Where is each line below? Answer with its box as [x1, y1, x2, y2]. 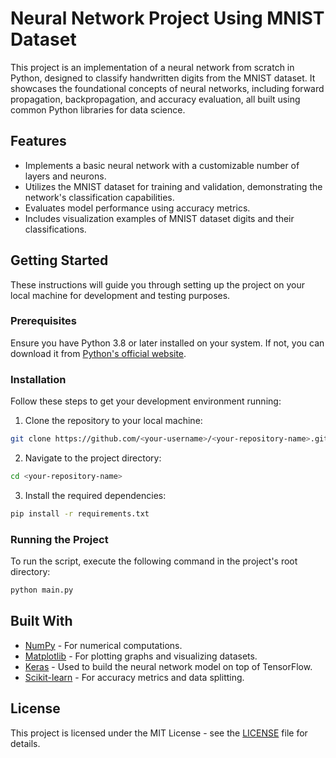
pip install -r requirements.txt [10, 508, 150, 519]
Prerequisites [10, 314, 77, 328]
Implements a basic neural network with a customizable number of [24, 159, 300, 171]
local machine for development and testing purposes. [10, 289, 231, 301]
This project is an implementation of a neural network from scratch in [10, 61, 295, 73]
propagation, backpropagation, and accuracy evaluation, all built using [10, 93, 301, 105]
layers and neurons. [24, 170, 107, 182]
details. [10, 737, 41, 749]
